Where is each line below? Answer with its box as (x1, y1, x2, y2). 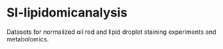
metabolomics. (6, 35, 49, 43)
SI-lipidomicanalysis (6, 5, 128, 21)
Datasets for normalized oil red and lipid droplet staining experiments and (6, 28, 217, 36)
